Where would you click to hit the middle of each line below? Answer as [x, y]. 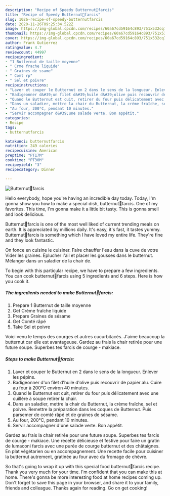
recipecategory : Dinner [30, 169]
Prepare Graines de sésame [41, 316]
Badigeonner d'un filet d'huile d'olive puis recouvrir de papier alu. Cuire [87, 383]
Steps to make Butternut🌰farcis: [40, 359]
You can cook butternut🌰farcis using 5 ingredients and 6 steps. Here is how [84, 276]
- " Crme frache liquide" [32, 66]
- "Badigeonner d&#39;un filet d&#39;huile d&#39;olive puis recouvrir [82, 95]
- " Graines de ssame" [29, 71]
